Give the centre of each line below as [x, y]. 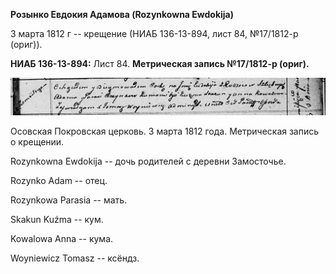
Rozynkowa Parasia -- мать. [69, 200]
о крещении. [37, 141]
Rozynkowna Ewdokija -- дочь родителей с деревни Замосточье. [148, 161]
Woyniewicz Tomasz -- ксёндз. [75, 258]
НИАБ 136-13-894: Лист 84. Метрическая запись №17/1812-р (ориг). [160, 63]
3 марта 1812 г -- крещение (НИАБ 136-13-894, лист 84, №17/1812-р [154, 33]
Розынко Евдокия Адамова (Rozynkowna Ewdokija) [122, 14]
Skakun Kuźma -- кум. [57, 219]
